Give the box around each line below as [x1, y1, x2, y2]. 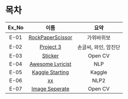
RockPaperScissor [28, 34, 73, 41]
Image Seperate [31, 85, 70, 92]
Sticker [42, 52, 59, 59]
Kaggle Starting [31, 69, 70, 76]
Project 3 [40, 43, 61, 50]
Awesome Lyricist [29, 60, 72, 68]
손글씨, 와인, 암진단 [77, 44, 120, 51]
